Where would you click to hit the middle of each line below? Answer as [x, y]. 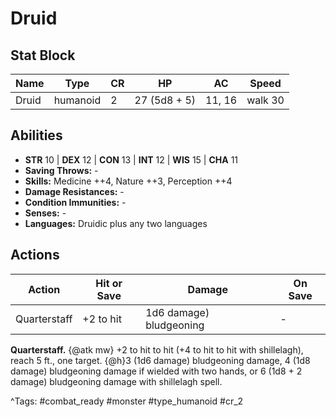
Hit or [109, 283]
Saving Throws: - [61, 170]
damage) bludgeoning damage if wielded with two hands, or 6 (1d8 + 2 [156, 371]
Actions [35, 255]
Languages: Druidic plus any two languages [116, 223]
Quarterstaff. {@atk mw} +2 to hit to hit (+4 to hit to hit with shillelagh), [157, 349]
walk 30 [265, 100]
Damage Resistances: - [74, 191]
